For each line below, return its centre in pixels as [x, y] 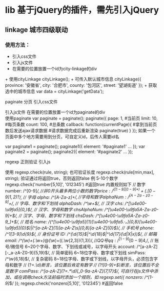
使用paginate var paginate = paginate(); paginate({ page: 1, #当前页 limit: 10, [81, 118]
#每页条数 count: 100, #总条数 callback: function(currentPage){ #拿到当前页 [81, 124]
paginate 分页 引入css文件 [31, 101]
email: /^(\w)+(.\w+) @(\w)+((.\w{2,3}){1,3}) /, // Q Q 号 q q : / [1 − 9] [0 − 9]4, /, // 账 [82, 240]
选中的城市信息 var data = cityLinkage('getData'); [54, 91]
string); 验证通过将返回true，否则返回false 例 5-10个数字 [62, 178]
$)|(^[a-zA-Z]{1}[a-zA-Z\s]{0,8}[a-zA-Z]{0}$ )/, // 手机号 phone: [90, 228]
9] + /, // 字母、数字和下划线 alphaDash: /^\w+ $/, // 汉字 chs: [64, 203]
